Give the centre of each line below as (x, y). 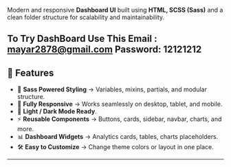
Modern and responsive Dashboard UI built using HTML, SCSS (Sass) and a (115, 10)
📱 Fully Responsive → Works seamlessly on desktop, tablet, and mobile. (120, 104)
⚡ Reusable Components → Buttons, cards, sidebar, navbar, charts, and (119, 119)
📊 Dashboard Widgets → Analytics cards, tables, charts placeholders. (118, 137)
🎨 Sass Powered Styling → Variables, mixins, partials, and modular (112, 89)
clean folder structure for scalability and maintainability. (86, 17)
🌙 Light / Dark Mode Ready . (57, 111)
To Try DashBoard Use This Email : (82, 39)
